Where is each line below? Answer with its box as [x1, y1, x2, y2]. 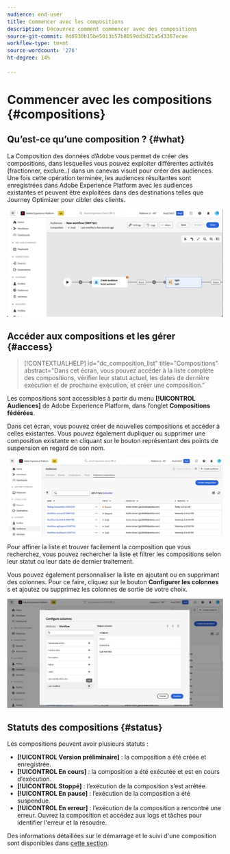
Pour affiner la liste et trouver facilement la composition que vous [7, 542, 192, 551]
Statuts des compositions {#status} [7, 721, 163, 733]
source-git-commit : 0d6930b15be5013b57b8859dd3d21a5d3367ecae [7, 33, 188, 40]
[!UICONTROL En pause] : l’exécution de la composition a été [16, 790, 190, 798]
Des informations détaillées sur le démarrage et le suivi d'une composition [7, 832, 217, 840]
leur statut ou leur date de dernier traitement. [7, 557, 134, 565]
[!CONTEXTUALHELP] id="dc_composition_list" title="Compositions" [23, 360, 219, 368]
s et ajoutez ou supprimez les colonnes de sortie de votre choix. [7, 585, 188, 593]
